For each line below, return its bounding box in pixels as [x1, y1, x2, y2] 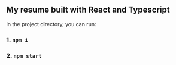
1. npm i [6, 35, 28, 44]
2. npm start [6, 51, 42, 60]
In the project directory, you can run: [6, 20, 96, 27]
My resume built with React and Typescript [6, 5, 170, 15]
